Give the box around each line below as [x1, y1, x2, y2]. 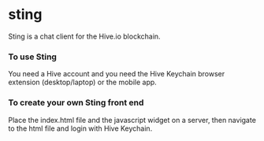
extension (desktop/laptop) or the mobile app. [8, 77, 158, 87]
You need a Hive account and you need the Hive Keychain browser [8, 69, 225, 79]
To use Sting [8, 51, 58, 62]
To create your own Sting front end [8, 97, 144, 108]
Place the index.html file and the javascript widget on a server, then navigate [8, 115, 256, 124]
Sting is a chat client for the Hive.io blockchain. [8, 32, 161, 41]
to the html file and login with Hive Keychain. [8, 124, 153, 133]
